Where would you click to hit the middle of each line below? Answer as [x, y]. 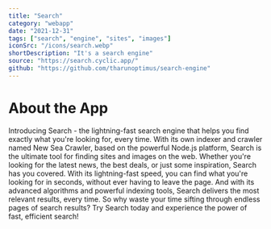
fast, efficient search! [44, 216]
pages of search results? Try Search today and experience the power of [128, 207]
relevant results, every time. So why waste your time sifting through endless [134, 199]
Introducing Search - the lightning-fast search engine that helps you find [129, 131]
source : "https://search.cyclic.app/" [73, 61]
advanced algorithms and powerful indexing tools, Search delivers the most [134, 190]
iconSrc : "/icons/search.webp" [61, 46]
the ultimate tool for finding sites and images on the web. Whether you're [130, 156]
